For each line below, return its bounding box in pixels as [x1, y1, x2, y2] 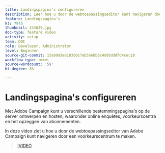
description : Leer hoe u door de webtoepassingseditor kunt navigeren [5, 12, 153, 17]
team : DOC [5, 39, 26, 44]
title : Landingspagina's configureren [5, 7, 84, 12]
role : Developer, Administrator [5, 44, 71, 49]
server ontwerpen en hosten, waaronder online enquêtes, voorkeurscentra [5, 113, 156, 119]
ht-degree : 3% [5, 67, 34, 72]
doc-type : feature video [5, 30, 56, 35]
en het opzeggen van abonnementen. [5, 118, 81, 124]
